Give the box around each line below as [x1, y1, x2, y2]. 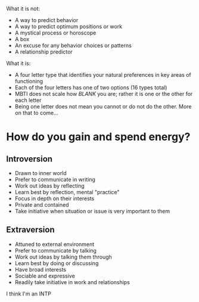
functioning [14, 77, 43, 85]
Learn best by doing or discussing [14, 259, 99, 267]
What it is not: [6, 5, 41, 12]
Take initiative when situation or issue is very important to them [14, 208, 170, 214]
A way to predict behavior [14, 17, 79, 23]
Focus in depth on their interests [14, 195, 95, 202]
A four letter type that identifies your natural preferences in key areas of [14, 71, 192, 78]
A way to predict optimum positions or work [14, 23, 123, 30]
